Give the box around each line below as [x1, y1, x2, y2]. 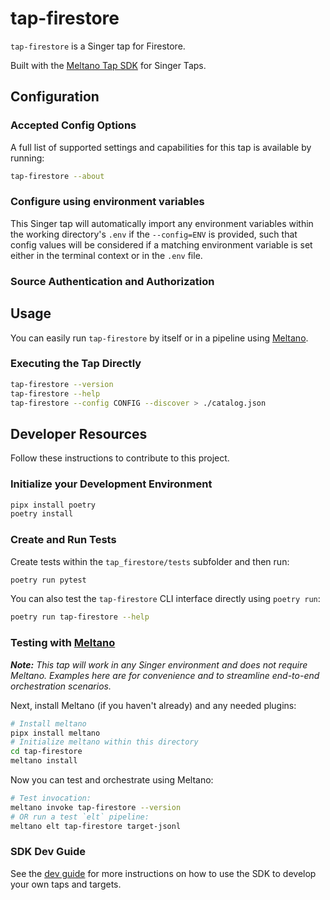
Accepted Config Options [10, 118, 137, 132]
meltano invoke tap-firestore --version [10, 802, 182, 812]
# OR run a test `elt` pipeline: [10, 812, 150, 822]
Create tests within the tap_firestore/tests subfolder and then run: [10, 555, 290, 567]
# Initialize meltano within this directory [10, 737, 199, 747]
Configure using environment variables [10, 195, 205, 209]
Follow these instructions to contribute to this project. [10, 452, 230, 464]
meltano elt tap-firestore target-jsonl [10, 821, 182, 831]
